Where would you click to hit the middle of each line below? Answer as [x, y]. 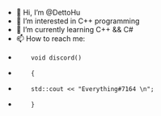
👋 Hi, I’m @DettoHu [48, 12]
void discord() [57, 58]
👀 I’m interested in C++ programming [78, 21]
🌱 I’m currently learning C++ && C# [74, 29]
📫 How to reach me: [51, 39]
